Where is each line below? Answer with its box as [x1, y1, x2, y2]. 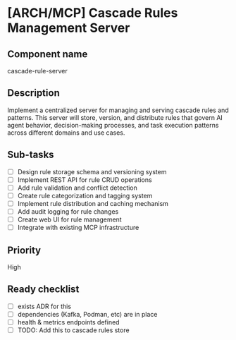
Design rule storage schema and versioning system [17, 167, 167, 176]
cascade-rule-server [7, 67, 68, 75]
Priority [7, 244, 41, 256]
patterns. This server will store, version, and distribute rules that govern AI [7, 113, 223, 121]
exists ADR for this [17, 302, 72, 310]
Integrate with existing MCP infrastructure [17, 224, 139, 232]
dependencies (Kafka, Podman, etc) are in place [17, 310, 158, 318]
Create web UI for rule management [17, 215, 122, 224]
